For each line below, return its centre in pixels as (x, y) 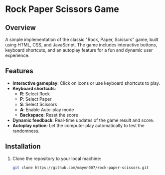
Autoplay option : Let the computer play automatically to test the (78, 125)
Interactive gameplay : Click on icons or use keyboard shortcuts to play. (86, 83)
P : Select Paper (36, 99)
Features (19, 71)
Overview (21, 28)
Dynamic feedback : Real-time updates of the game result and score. (83, 120)
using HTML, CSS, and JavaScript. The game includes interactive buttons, (81, 45)
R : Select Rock (35, 94)
